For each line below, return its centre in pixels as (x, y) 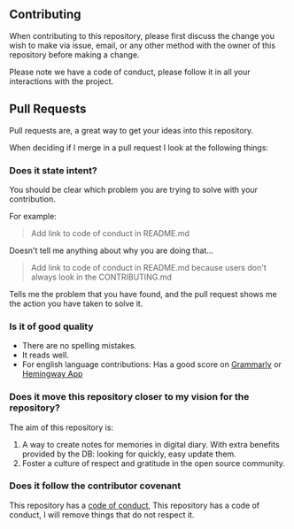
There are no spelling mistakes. (79, 346)
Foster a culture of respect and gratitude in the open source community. (154, 463)
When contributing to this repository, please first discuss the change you (142, 35)
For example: (33, 216)
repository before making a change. (74, 54)
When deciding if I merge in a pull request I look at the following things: (139, 147)
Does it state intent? (53, 170)
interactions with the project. (62, 81)
